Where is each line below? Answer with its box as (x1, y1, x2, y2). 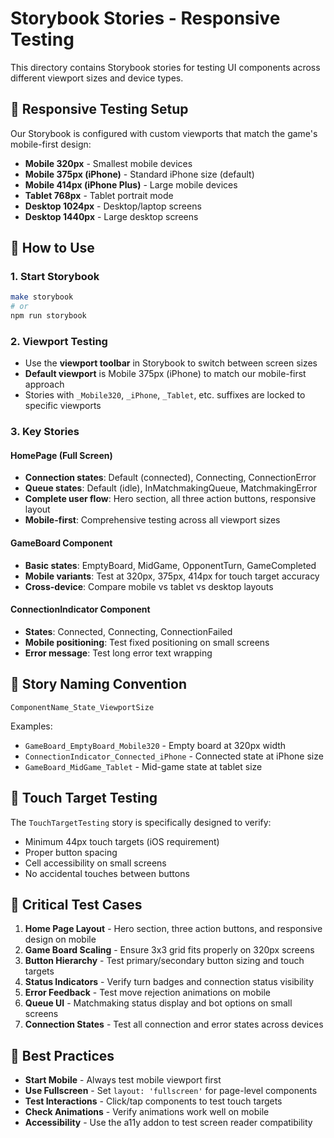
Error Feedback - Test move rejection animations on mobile (24, 987, 271, 999)
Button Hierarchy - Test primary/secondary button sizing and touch (24, 955, 305, 967)
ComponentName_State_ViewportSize (10, 702, 155, 712)
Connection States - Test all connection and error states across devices (24, 1018, 324, 1031)
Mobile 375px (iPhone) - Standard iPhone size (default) (24, 168, 255, 180)
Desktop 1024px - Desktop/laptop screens (24, 200, 202, 212)
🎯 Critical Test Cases (10, 896, 143, 913)
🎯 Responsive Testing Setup (10, 101, 189, 118)
